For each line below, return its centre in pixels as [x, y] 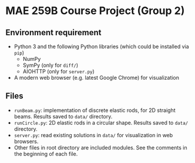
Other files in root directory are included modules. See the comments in [100, 147]
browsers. [26, 141]
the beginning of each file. [46, 154]
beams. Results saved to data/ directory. [63, 116]
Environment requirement [53, 33]
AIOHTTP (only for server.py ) [58, 71]
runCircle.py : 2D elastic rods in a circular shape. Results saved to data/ [101, 123]
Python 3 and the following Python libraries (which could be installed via [101, 46]
